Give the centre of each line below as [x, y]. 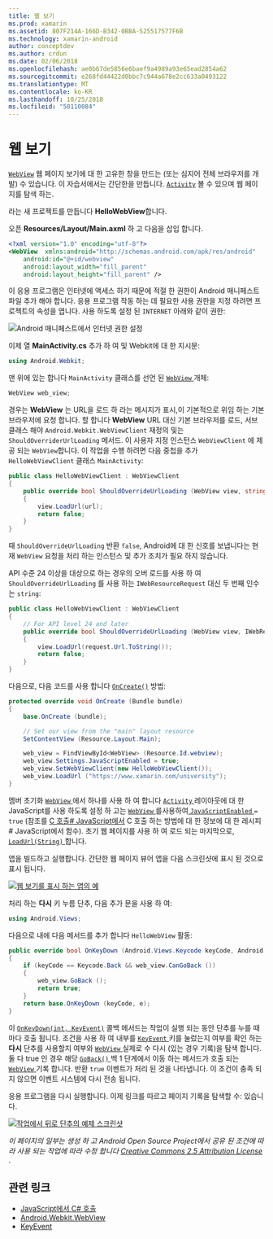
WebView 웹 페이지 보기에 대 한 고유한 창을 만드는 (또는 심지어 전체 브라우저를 [129, 174]
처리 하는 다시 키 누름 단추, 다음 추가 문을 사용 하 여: [90, 903]
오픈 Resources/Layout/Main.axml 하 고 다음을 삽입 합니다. [106, 229]
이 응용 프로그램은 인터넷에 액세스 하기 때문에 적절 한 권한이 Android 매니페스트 [134, 291]
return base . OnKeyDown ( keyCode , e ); [87, 1003]
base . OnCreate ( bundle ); [65, 716]
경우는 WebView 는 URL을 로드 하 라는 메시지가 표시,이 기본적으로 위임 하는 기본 [136, 410]
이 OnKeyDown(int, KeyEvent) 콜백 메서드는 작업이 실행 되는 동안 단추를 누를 [130, 1027]
